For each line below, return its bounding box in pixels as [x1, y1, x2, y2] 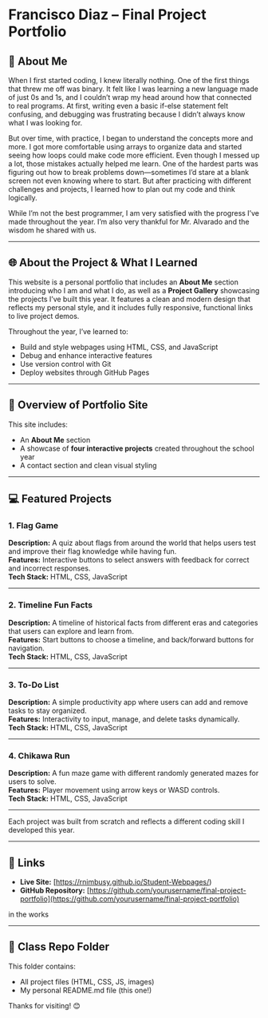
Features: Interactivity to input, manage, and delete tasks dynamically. [8, 714, 240, 724]
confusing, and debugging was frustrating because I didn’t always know [8, 109, 246, 119]
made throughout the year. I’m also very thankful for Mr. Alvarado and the [8, 217, 250, 226]
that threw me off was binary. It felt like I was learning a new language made [8, 84, 259, 93]
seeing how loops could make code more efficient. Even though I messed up [8, 150, 260, 160]
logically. [8, 193, 37, 202]
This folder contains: [8, 961, 76, 971]
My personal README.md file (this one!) [19, 985, 152, 995]
